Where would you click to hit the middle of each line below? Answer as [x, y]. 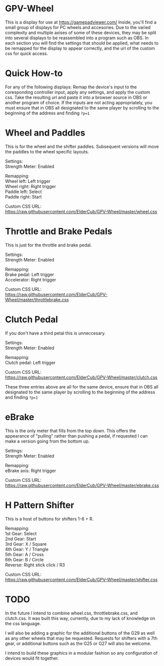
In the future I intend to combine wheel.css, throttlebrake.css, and [71, 613]
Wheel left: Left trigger [28, 181]
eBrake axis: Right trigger [31, 471]
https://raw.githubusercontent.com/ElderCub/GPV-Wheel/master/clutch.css [81, 377]
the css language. [23, 623]
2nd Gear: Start [21, 539]
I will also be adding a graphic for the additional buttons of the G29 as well [80, 633]
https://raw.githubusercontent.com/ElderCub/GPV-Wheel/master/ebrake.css [82, 485]
